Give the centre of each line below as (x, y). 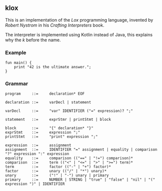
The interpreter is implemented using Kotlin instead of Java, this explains (79, 34)
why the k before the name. (33, 40)
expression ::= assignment (38, 145)
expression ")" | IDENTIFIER (35, 184)
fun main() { (18, 63)
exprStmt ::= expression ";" (43, 133)
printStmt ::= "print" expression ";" (51, 137)
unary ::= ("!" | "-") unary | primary (57, 176)
